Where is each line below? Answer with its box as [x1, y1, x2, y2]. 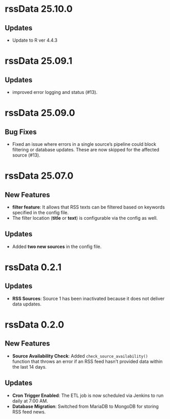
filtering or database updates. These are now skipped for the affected [12, 147, 160, 153]
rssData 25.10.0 [5, 3, 73, 15]
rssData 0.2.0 [5, 319, 65, 330]
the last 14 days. [12, 364, 47, 370]
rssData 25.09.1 [5, 55, 73, 67]
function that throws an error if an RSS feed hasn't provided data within [12, 358, 163, 365]
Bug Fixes [5, 127, 37, 136]
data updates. [12, 301, 41, 307]
